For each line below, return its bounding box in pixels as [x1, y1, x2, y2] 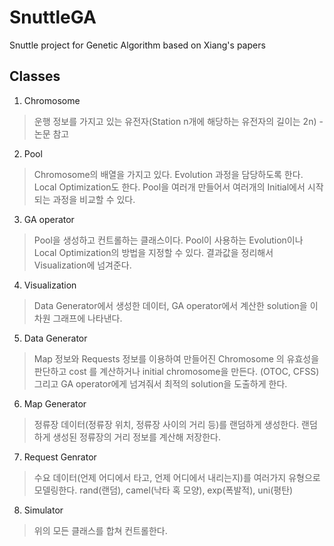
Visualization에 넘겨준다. [33, 259, 132, 271]
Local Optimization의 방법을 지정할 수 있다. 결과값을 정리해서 [33, 246, 274, 258]
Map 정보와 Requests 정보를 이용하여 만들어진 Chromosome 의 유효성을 [33, 352, 320, 365]
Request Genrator [23, 451, 97, 463]
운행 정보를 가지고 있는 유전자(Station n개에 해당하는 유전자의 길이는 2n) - [33, 115, 324, 127]
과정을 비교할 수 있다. [52, 193, 136, 205]
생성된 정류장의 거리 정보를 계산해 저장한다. [52, 431, 221, 443]
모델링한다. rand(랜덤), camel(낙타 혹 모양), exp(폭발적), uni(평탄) [33, 484, 294, 496]
